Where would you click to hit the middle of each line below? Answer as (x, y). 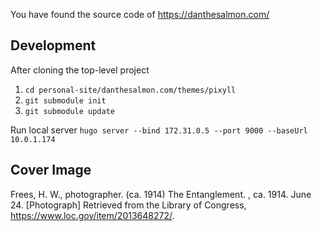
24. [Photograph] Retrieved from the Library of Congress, (128, 205)
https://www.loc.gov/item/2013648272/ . (92, 215)
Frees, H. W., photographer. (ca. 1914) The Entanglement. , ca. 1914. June (161, 194)
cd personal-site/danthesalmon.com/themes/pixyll (130, 90)
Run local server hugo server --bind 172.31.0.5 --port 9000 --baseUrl (159, 130)
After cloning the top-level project (80, 70)
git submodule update (69, 111)
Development (53, 45)
